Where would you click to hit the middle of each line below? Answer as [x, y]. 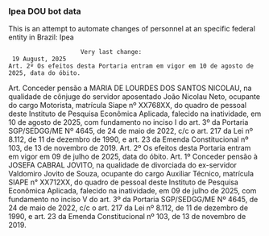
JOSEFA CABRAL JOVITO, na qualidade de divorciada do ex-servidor [123, 165]
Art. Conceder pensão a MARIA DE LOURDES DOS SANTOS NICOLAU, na [130, 88]
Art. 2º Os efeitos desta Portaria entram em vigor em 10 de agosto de [131, 66]
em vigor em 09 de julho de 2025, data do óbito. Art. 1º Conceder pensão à [133, 157]
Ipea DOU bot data [45, 11]
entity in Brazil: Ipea [41, 37]
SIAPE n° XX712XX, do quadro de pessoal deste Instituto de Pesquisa [124, 182]
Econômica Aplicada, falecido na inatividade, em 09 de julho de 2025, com [132, 191]
